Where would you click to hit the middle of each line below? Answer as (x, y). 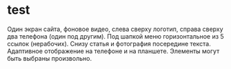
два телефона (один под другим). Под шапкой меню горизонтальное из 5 (115, 36)
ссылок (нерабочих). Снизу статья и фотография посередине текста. (109, 43)
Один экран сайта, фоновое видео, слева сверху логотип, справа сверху (115, 29)
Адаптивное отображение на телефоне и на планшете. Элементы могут (113, 51)
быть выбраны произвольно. (49, 58)
